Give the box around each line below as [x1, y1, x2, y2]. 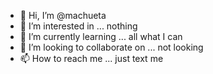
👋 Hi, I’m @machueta [19, 10, 107, 21]
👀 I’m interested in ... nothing [19, 20, 138, 32]
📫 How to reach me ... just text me [19, 53, 164, 64]
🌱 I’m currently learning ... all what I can [19, 31, 183, 42]
